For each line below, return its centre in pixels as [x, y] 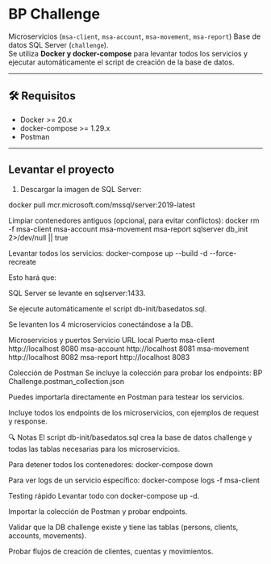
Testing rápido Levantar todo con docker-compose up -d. [104, 495]
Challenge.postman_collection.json [67, 381]
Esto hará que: [32, 277]
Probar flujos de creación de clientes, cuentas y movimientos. [111, 551]
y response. [28, 421]
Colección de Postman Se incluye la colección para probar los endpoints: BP [135, 373]
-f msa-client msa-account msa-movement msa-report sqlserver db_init [128, 229]
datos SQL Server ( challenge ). [58, 44]
